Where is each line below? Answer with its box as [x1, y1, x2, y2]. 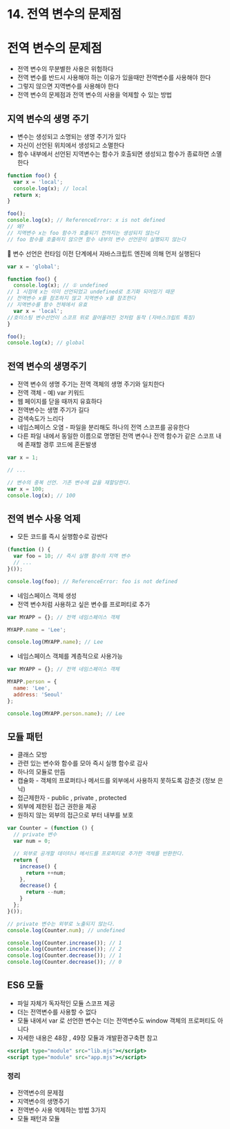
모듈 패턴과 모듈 [17, 1114, 60, 1123]
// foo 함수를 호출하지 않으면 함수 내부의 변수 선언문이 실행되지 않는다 [7, 236, 186, 243]
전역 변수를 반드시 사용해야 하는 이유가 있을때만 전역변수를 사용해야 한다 [17, 73, 211, 82]
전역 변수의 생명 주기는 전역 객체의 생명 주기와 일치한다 [17, 380, 165, 388]
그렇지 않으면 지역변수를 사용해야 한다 [17, 82, 119, 91]
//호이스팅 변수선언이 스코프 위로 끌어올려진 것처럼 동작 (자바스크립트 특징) [7, 314, 195, 321]
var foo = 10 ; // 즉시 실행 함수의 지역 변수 [13, 553, 131, 560]
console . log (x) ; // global [7, 339, 85, 346]
